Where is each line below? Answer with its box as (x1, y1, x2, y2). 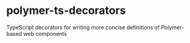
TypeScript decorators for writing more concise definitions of (6, 24, 160, 31)
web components (23, 30, 67, 37)
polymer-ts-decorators (6, 4, 126, 18)
